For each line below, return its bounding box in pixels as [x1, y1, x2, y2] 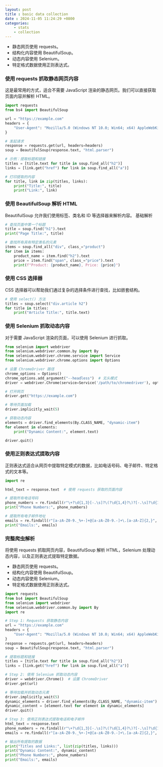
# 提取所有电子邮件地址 [5, 514, 46, 519]
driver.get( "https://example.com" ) [5, 394, 77, 399]
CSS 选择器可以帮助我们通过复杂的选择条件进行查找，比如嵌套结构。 [5, 287, 143, 292]
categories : [5, 20, 29, 26]
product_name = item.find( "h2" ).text [14, 254, 90, 258]
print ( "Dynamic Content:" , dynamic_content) [5, 748, 97, 753]
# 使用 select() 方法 [5, 296, 46, 302]
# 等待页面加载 [5, 402, 32, 407]
